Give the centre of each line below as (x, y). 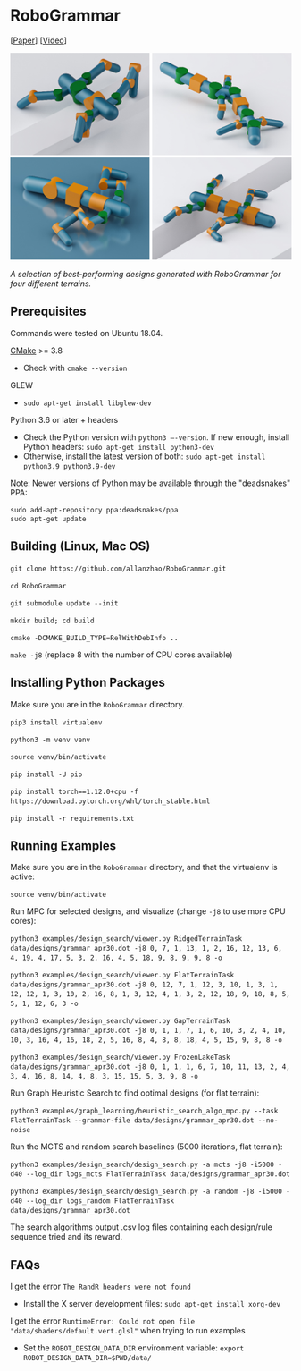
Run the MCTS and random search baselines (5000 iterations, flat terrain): (146, 1147)
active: (22, 876)
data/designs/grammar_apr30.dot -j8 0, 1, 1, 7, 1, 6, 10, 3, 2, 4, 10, (148, 1031)
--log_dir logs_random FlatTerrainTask (100, 1201)
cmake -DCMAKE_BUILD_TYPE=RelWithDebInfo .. (94, 638)
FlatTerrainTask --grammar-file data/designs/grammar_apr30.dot (132, 1121)
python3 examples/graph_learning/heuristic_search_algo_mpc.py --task (144, 1111)
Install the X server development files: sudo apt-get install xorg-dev (151, 1304)
